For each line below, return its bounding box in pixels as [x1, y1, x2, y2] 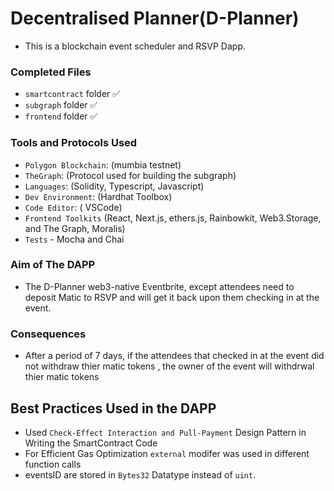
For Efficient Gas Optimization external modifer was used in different [24, 447, 310, 459]
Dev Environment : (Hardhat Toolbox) [24, 190, 173, 202]
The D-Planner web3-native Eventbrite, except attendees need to [24, 280, 295, 292]
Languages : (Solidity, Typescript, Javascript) [24, 180, 205, 192]
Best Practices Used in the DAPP [10, 400, 217, 417]
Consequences [10, 327, 87, 341]
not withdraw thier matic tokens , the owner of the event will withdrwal [24, 360, 315, 372]
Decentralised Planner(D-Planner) [10, 7, 300, 30]
